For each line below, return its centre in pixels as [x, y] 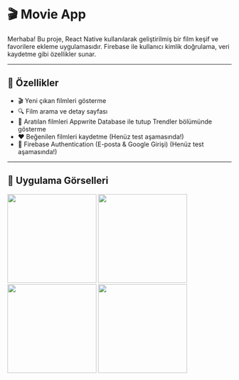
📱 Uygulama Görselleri [58, 181]
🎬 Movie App [47, 15]
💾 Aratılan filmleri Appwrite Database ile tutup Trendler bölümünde [115, 121]
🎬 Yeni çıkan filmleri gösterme [62, 100]
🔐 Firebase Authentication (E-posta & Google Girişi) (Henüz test [111, 144]
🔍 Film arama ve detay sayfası [63, 111]
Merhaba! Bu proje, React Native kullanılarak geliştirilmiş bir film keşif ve [113, 39]
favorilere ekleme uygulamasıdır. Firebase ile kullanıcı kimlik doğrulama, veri [118, 46]
